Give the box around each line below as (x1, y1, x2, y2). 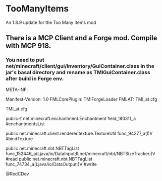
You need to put (5, 57, 45, 64)
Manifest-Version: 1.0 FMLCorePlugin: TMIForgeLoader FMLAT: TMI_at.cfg (5, 96, 158, 102)
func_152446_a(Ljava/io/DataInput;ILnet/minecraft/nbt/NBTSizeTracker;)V (5, 150, 156, 157)
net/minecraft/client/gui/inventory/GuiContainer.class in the (5, 63, 155, 70)
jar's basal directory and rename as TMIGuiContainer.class (5, 69, 151, 76)
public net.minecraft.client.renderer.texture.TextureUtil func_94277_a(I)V (5, 130, 153, 136)
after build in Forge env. (5, 75, 64, 82)
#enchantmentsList (5, 120, 45, 127)
